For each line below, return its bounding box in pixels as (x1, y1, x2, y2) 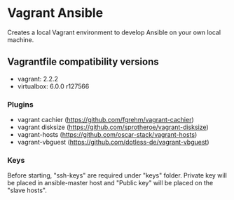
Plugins (7, 100, 34, 109)
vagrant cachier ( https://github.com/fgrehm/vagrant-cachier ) (17, 116, 194, 124)
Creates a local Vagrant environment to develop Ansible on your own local (7, 28, 221, 36)
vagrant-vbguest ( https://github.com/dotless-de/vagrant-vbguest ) (17, 138, 209, 147)
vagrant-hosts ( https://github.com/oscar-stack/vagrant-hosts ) (17, 131, 198, 139)
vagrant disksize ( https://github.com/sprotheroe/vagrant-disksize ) (17, 123, 209, 131)
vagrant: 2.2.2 (17, 74, 58, 83)
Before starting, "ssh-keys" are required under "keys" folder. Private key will (7, 171, 228, 180)
